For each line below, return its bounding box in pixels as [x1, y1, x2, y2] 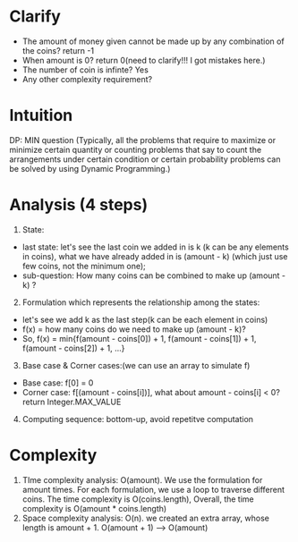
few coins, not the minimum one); [21, 260, 146, 271]
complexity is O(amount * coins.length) [21, 503, 167, 513]
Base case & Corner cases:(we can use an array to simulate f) [21, 360, 251, 370]
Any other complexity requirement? [21, 73, 153, 84]
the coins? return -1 [21, 45, 95, 55]
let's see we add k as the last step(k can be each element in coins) [21, 314, 268, 325]
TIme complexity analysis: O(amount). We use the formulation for [21, 474, 263, 485]
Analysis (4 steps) [9, 195, 149, 216]
